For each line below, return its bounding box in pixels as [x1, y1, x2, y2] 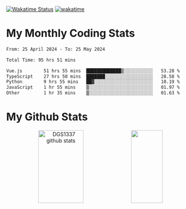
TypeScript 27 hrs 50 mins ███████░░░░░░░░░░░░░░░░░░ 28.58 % [6, 73, 180, 79]
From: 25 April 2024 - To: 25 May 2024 [6, 46, 106, 52]
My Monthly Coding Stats [6, 27, 135, 40]
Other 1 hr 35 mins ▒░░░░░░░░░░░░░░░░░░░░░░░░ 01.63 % [6, 90, 180, 96]
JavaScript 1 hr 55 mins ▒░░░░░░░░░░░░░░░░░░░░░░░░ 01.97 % [6, 84, 180, 91]
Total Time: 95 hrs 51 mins [6, 57, 76, 63]
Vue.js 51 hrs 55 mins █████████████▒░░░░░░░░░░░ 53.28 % [6, 67, 180, 74]
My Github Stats [6, 110, 88, 124]
